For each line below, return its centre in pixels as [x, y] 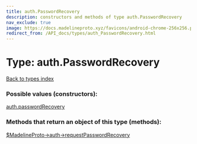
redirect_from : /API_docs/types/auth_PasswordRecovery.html [81, 34]
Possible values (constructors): [52, 93]
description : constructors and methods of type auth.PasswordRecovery [94, 17]
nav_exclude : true [28, 22]
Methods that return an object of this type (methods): [84, 122]
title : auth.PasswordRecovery [43, 11]
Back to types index [30, 79]
